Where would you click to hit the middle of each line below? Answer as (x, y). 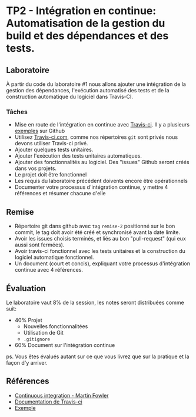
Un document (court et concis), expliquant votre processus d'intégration (102, 263)
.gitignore (37, 339)
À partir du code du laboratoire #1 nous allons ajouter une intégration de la (96, 84)
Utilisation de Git (43, 332)
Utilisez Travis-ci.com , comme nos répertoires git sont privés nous (96, 137)
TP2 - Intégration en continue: (81, 11)
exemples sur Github (40, 131)
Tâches (17, 112)
